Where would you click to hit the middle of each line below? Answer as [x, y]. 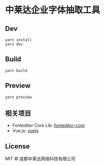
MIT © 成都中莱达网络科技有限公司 [40, 159]
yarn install [18, 40]
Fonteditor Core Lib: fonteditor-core [48, 126]
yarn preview [18, 97]
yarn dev [14, 44]
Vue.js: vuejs [25, 131]
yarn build [16, 70]
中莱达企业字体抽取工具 [53, 10]
